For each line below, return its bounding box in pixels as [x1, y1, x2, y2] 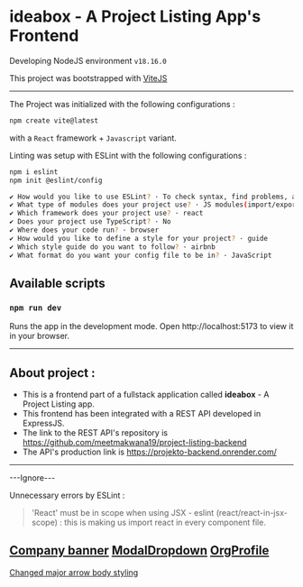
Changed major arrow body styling [9, 566, 139, 578]
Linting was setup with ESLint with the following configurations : [9, 150, 247, 161]
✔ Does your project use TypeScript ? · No [9, 217, 171, 226]
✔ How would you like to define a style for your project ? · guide [9, 234, 269, 243]
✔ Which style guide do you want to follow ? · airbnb [9, 242, 216, 252]
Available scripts [9, 275, 106, 290]
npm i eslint [9, 167, 59, 177]
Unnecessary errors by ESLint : [9, 490, 125, 501]
